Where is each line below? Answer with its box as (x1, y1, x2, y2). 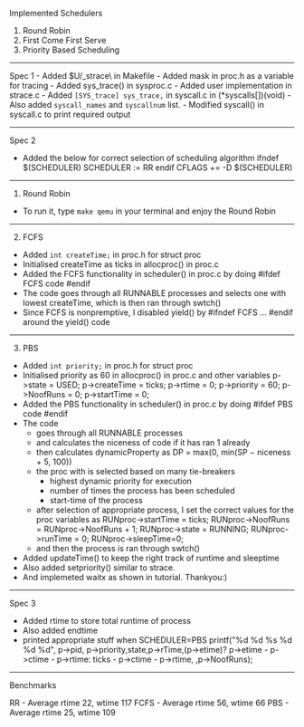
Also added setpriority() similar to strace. (22, 562, 176, 573)
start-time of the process (49, 495, 143, 505)
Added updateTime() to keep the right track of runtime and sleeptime (22, 552, 280, 563)
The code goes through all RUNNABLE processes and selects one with (22, 288, 287, 298)
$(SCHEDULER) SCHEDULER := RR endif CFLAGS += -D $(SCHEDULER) (22, 162, 293, 173)
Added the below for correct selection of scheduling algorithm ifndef (22, 153, 280, 163)
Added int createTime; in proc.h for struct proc (22, 249, 202, 260)
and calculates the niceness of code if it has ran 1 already (35, 437, 251, 447)
